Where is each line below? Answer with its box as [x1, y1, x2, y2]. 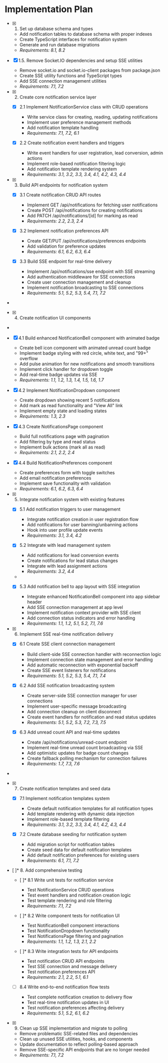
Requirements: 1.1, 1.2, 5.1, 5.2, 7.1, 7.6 [27, 621, 104, 627]
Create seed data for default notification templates [27, 847, 132, 853]
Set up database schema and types [19, 25, 94, 31]
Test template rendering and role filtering [27, 897, 112, 904]
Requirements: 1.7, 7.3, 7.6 [27, 760, 80, 766]
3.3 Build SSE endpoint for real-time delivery [19, 258, 112, 264]
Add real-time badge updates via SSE [19, 372, 98, 378]
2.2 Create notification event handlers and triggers [19, 140, 124, 146]
